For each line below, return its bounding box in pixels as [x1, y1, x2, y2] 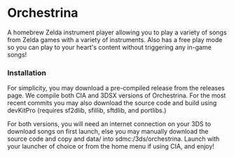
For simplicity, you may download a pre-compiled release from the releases [7, 84, 226, 93]
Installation [7, 68, 47, 78]
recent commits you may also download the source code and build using [7, 99, 217, 107]
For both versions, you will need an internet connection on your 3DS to [7, 120, 212, 128]
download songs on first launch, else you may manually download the [7, 128, 209, 136]
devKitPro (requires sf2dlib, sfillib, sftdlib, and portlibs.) [7, 107, 167, 115]
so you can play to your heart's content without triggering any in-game [7, 43, 212, 51]
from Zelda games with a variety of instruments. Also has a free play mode [7, 35, 223, 43]
